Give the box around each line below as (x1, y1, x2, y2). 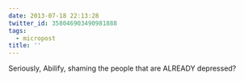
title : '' (8, 42, 42, 50)
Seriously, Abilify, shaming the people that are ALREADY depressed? (8, 63, 237, 73)
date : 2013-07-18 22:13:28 (8, 11, 99, 20)
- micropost (15, 34, 57, 43)
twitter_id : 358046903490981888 (8, 19, 117, 27)
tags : (8, 26, 27, 34)
